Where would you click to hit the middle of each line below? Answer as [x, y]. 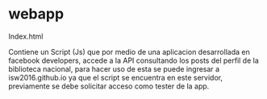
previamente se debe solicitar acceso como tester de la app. [109, 86]
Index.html [26, 36]
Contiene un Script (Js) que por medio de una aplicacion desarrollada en [129, 52]
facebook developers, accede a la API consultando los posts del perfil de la [134, 60]
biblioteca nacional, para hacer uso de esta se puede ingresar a [114, 68]
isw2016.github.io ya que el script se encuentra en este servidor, [116, 77]
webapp [36, 14]
